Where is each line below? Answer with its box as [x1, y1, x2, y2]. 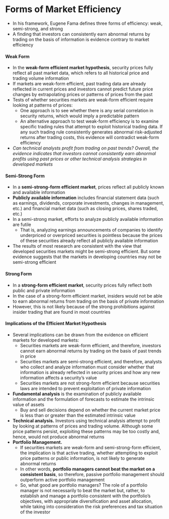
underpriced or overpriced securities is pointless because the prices [20, 232, 163, 239]
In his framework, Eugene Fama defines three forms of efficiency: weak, [12, 20, 163, 26]
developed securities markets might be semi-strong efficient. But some [12, 249, 160, 255]
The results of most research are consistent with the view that [12, 243, 142, 249]
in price [20, 353, 36, 359]
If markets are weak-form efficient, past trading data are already [12, 81, 146, 87]
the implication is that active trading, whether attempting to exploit [20, 450, 158, 456]
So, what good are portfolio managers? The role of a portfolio [20, 482, 148, 488]
